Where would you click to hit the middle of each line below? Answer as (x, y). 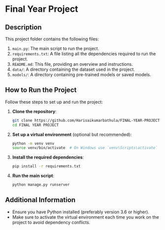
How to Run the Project (41, 90)
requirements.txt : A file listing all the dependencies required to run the (84, 54)
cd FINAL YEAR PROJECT (35, 125)
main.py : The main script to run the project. (55, 48)
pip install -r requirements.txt (46, 166)
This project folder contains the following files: (52, 39)
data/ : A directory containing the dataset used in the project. (73, 69)
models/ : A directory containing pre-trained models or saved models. (82, 74)
